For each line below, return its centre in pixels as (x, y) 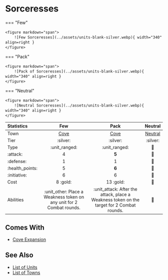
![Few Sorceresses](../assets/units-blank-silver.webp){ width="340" (88, 37)
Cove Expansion (29, 239)
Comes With (25, 227)
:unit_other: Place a (64, 192)
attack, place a (115, 194)
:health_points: (22, 168)
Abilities (15, 199)
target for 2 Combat (115, 205)
